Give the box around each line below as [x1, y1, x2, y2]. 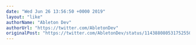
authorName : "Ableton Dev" [6, 19, 72, 25]
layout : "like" [6, 14, 43, 20]
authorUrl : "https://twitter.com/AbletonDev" [6, 25, 118, 31]
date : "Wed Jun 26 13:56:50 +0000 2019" [6, 8, 106, 15]
